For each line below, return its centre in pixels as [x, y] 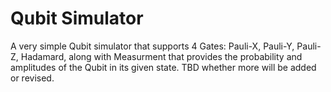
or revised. [32, 78]
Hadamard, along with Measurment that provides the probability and [161, 56]
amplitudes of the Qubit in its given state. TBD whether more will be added [163, 67]
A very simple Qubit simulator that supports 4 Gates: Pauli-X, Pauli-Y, [152, 46]
